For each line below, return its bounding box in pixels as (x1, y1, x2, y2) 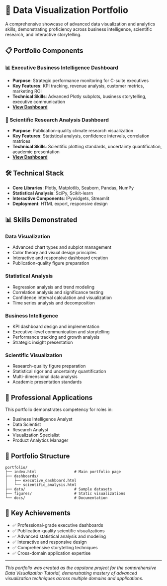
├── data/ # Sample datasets (5, 487, 112, 491)
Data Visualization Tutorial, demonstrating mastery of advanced (5, 570, 138, 576)
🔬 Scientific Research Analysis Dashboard (5, 116, 109, 123)
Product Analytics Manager (12, 437, 69, 443)
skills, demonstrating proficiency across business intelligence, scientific (5, 26, 153, 32)
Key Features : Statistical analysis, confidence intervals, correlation (12, 133, 150, 139)
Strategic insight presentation (12, 339, 73, 345)
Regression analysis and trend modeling (12, 284, 94, 290)
